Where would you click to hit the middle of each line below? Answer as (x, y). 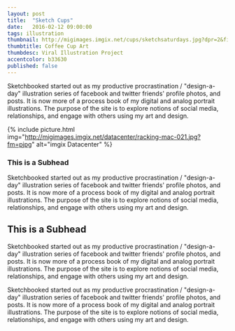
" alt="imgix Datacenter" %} (72, 144)
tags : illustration (36, 33)
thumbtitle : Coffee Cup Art (48, 46)
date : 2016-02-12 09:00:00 (50, 27)
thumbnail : (23, 40)
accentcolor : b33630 (37, 60)
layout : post (26, 14)
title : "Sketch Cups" (40, 20)
